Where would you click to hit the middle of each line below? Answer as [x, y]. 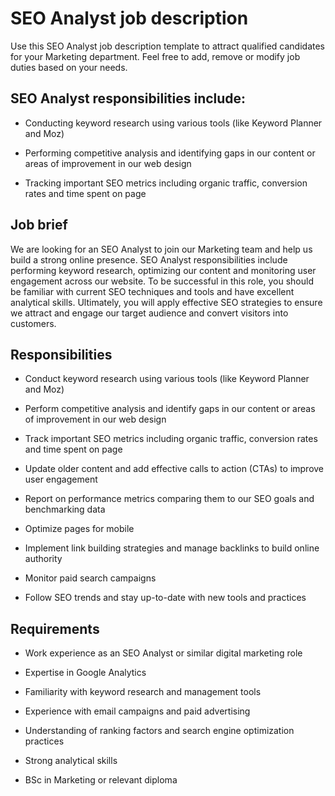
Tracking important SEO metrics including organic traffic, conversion [166, 183]
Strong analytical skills [71, 761]
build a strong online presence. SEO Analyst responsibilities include [149, 259]
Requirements [55, 628]
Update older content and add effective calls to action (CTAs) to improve [174, 469]
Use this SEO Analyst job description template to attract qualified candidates [167, 46]
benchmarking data [65, 509]
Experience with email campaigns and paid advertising [137, 711]
